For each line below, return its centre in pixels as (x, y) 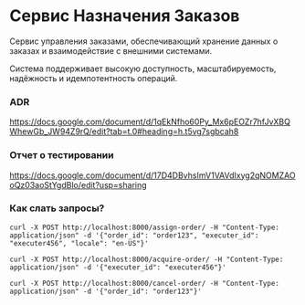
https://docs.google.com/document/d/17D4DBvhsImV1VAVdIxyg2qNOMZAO (152, 175)
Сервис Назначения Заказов (125, 16)
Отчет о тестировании (62, 155)
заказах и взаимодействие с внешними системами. (111, 50)
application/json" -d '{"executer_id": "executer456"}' (118, 267)
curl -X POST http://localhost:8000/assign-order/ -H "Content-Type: (145, 227)
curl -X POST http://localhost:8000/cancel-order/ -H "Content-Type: (145, 283)
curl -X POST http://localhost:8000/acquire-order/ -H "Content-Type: (147, 259)
